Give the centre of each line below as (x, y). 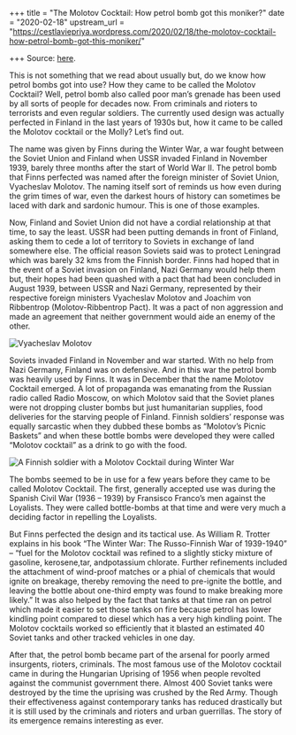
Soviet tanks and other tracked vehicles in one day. (102, 638)
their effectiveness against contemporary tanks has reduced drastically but (146, 702)
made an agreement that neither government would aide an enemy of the (142, 317)
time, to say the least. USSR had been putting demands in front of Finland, (144, 232)
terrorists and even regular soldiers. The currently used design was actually (147, 113)
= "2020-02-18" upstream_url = (67, 22)
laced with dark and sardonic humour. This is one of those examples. (135, 205)
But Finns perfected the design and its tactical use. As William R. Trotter (140, 534)
